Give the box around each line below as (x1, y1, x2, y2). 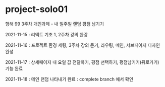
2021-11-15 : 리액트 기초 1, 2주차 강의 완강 (5, 31, 88, 37)
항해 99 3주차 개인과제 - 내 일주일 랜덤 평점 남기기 (5, 21, 104, 27)
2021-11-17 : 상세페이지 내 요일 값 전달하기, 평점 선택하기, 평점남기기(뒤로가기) (5, 59, 159, 65)
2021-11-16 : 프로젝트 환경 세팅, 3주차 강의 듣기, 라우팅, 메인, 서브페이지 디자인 (5, 42, 160, 48)
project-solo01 (5, 4, 68, 15)
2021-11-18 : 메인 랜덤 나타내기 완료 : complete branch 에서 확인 (5, 76, 134, 82)
